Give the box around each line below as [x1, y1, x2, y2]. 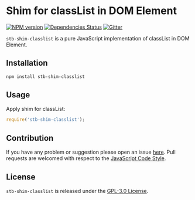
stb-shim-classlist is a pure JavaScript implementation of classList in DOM [6, 35, 190, 42]
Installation [6, 58, 48, 68]
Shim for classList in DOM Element [6, 4, 177, 18]
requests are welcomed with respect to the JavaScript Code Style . [6, 155, 166, 162]
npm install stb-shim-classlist [6, 73, 85, 80]
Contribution [6, 133, 54, 143]
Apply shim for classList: [6, 106, 66, 113]
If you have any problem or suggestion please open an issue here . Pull [6, 148, 176, 156]
